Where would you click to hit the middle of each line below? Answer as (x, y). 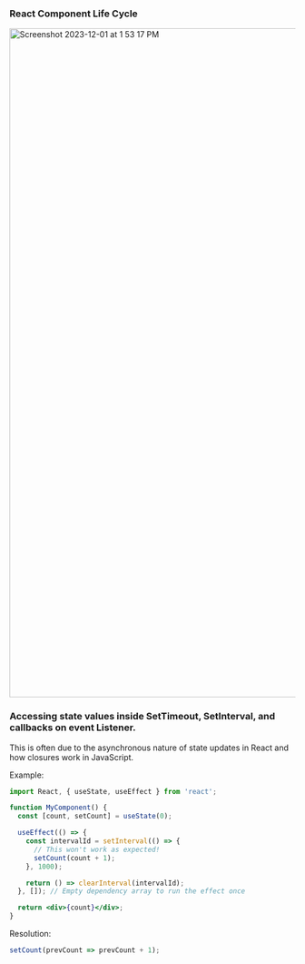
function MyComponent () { (58, 808)
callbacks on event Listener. (73, 728)
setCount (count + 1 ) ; (74, 858)
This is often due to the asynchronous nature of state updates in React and (149, 748)
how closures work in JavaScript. (72, 757)
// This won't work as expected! (97, 849)
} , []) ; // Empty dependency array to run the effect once (132, 891)
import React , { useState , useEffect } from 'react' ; (113, 791)
